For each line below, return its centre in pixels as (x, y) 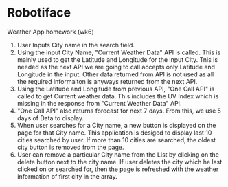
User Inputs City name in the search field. (76, 45)
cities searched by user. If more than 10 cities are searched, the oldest (116, 140)
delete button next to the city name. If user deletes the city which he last (119, 162)
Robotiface (39, 13)
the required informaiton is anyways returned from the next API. (107, 81)
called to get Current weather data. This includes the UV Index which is (118, 96)
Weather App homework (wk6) (50, 32)
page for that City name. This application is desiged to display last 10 (114, 133)
